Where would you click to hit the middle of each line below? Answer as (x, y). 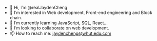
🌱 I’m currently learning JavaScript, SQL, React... (59, 23)
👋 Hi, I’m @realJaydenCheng (38, 7)
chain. (16, 18)
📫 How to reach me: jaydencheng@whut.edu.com (60, 33)
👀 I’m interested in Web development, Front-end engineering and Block (81, 13)
